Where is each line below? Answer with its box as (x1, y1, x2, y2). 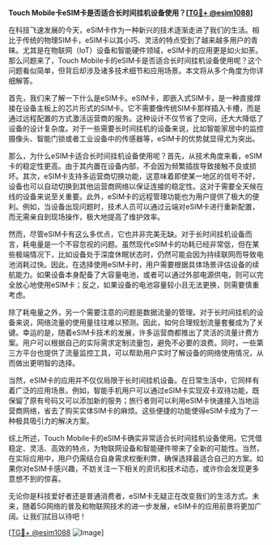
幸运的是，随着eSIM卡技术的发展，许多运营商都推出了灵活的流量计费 (22, 328, 253, 337)
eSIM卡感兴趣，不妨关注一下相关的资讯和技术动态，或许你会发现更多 (29, 464, 260, 474)
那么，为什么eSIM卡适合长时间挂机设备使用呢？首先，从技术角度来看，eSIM (8, 151, 263, 161)
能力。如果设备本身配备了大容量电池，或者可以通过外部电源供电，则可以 (15, 270, 257, 279)
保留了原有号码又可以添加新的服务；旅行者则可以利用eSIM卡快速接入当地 (8, 396, 253, 405)
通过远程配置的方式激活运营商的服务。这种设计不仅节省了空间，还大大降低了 (8, 114, 264, 123)
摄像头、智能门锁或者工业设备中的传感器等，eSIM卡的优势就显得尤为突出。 (8, 134, 260, 143)
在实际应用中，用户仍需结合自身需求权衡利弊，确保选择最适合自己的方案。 (8, 454, 257, 463)
